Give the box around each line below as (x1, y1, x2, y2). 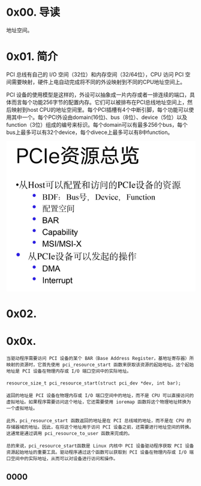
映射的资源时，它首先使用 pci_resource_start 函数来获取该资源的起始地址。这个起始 (6, 362, 194, 368)
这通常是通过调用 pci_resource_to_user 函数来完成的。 (6, 430, 133, 436)
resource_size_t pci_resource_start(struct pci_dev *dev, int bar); (6, 380, 181, 386)
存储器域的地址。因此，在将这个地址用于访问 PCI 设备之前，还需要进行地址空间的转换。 (6, 424, 194, 430)
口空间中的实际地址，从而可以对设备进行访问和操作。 (6, 455, 118, 461)
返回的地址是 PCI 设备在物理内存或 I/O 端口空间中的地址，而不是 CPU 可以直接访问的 (6, 392, 194, 398)
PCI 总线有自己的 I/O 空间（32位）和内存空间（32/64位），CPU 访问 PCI (6, 70, 184, 78)
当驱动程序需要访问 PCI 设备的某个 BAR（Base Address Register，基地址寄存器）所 (6, 355, 194, 361)
